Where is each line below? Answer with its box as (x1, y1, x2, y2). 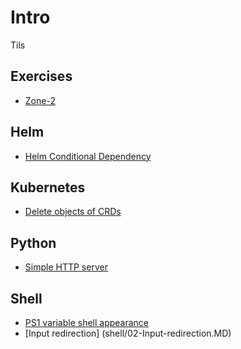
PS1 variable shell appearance (24, 317, 150, 328)
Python (10, 234, 57, 251)
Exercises (10, 68, 73, 85)
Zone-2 (24, 94, 56, 106)
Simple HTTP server (24, 261, 108, 273)
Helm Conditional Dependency (24, 150, 152, 162)
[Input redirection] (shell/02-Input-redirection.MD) (24, 327, 232, 339)
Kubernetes (10, 179, 86, 196)
